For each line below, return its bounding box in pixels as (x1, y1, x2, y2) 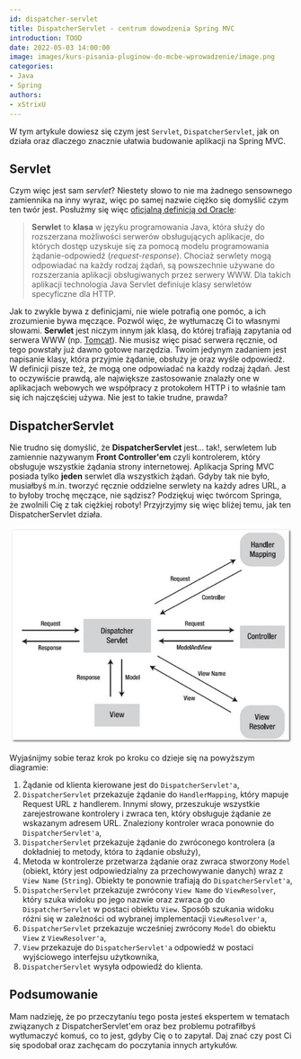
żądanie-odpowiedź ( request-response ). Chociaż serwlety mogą (31, 250, 272, 261)
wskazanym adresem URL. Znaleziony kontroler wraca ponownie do (22, 817, 275, 828)
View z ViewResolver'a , (22, 932, 107, 943)
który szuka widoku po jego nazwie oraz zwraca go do (22, 893, 226, 904)
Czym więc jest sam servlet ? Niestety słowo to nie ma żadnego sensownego (9, 185, 293, 196)
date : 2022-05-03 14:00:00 (9, 43, 111, 52)
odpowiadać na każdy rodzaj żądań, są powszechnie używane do (31, 260, 276, 271)
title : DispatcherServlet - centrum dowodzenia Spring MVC (9, 23, 235, 33)
